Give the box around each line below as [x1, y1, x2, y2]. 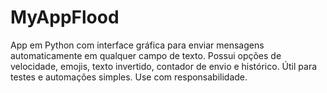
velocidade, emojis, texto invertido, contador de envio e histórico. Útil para [10, 60, 318, 72]
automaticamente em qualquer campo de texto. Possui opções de [10, 49, 282, 61]
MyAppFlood [10, 6, 120, 29]
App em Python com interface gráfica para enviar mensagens [10, 39, 265, 51]
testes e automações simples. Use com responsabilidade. [10, 71, 248, 83]
